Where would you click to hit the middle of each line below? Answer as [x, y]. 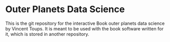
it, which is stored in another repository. [47, 34]
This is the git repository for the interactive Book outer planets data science [85, 23]
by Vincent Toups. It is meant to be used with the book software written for [84, 28]
